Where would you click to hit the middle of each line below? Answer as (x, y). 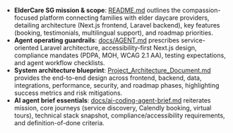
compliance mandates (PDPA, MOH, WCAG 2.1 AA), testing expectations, (120, 55)
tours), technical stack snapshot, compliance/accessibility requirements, (119, 115)
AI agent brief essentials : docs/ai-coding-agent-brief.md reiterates (112, 100)
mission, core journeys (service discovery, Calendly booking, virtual (113, 108)
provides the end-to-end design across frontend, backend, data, (108, 78)
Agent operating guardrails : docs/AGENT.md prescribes (97, 40)
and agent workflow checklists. (59, 63)
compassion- (202, 10)
